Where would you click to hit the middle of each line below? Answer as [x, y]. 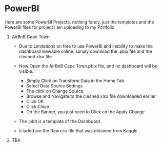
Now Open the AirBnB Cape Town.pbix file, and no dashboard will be [88, 66]
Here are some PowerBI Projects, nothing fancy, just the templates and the [79, 22]
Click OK [35, 101]
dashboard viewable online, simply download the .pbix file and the [85, 51]
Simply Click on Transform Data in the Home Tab [75, 81]
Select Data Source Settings [54, 85]
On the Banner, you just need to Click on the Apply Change [85, 112]
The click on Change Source [55, 91]
